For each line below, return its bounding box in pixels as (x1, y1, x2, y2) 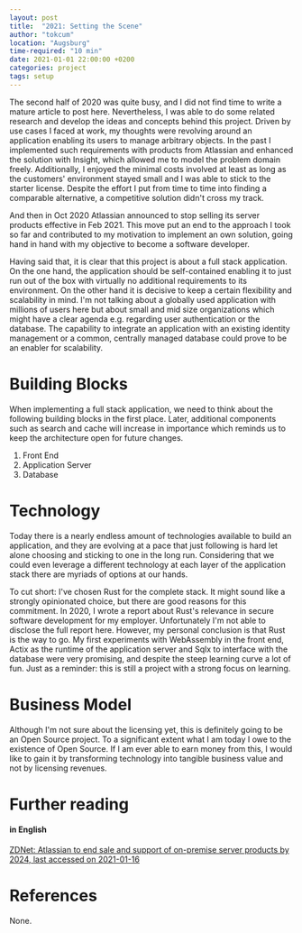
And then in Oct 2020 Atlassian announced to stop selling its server (9, 209, 260, 221)
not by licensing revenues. (9, 763, 107, 773)
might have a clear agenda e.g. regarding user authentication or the (9, 313, 261, 325)
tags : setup (9, 72, 54, 81)
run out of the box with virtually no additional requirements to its (9, 275, 248, 286)
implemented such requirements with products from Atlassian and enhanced (9, 144, 294, 155)
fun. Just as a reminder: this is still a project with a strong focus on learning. (9, 663, 291, 673)
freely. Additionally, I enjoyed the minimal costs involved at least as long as (9, 163, 287, 174)
